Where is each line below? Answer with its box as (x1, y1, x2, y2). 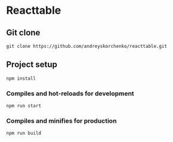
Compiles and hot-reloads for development (6, 89, 135, 98)
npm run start (6, 103, 42, 109)
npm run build (6, 130, 42, 137)
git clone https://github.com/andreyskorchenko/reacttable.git (6, 43, 168, 49)
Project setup (6, 59, 58, 70)
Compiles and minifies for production (6, 117, 117, 125)
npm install (6, 75, 36, 81)
